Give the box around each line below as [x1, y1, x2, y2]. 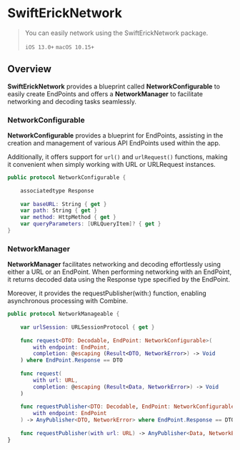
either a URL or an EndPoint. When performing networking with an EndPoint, [7, 267, 232, 276]
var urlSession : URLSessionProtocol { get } [20, 323, 155, 331]
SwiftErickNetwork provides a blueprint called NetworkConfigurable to [7, 82, 220, 91]
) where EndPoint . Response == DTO [20, 357, 123, 364]
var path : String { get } [20, 207, 98, 215]
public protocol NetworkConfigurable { [7, 174, 126, 181]
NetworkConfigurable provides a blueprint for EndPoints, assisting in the [7, 131, 224, 140]
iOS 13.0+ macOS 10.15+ [24, 44, 95, 51]
